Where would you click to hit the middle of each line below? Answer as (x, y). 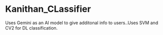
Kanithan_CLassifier (48, 9)
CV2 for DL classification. (31, 28)
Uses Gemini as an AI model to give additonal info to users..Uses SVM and (82, 23)
